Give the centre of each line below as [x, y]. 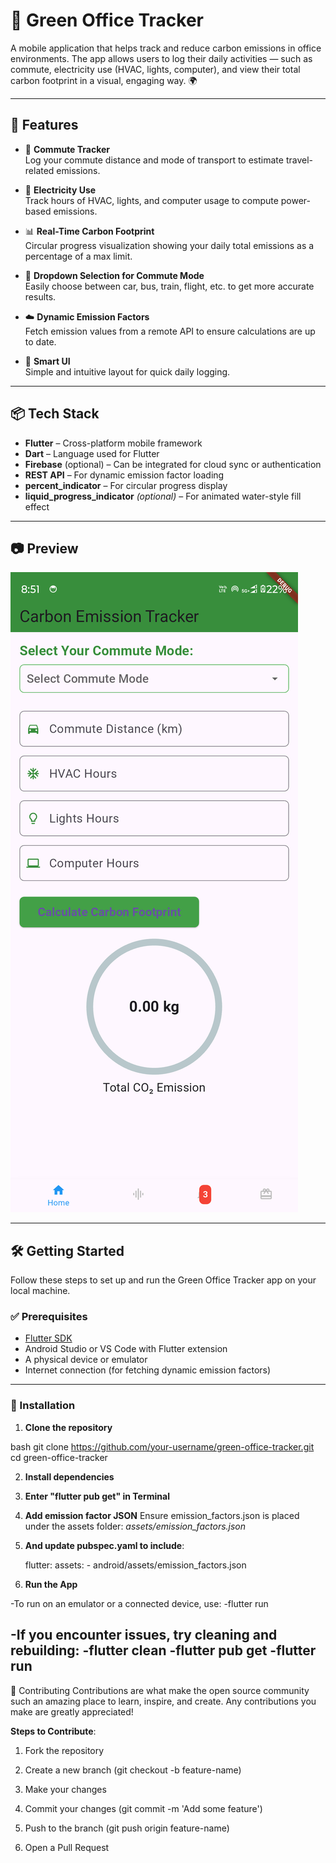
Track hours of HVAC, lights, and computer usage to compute [151, 200]
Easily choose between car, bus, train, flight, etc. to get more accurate [169, 286]
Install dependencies [69, 1476]
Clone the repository [68, 1427]
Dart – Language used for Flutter [92, 453]
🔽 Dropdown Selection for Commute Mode [114, 275]
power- [296, 200]
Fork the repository [64, 1750]
